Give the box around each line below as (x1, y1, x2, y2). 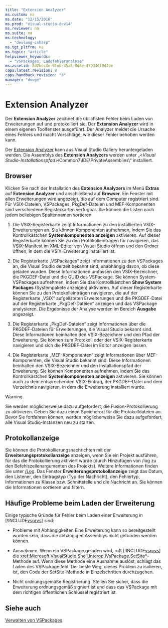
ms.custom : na (5, 12, 35, 17)
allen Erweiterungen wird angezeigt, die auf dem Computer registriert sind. (5, 196, 159, 202)
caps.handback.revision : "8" (5, 73, 66, 78)
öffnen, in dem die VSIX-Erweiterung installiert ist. (12, 248, 116, 254)
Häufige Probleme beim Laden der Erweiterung (5, 499, 155, 507)
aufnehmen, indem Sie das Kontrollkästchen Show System (40, 279, 161, 285)
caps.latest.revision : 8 (5, 68, 57, 73)
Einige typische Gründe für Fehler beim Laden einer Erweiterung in (5, 512, 143, 518)
